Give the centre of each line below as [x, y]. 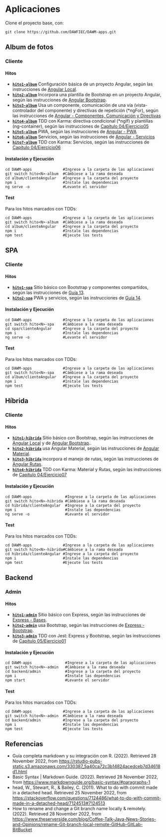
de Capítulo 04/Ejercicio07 [39, 475]
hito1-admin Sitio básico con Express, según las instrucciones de [79, 615]
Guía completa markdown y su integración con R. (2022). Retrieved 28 [84, 756]
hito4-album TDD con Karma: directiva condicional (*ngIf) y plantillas [83, 121]
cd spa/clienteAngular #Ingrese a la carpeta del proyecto [72, 329]
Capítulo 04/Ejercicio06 [36, 147]
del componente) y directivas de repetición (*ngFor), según [98, 111]
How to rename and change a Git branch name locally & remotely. [79, 809]
